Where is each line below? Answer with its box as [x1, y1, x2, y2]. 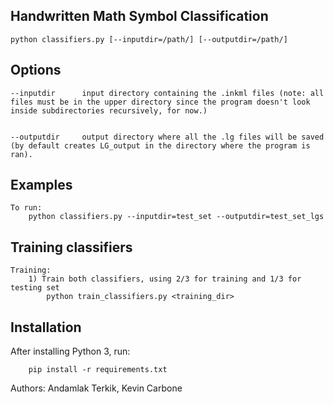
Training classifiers [10, 239, 133, 256]
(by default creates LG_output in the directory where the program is [10, 140, 311, 151]
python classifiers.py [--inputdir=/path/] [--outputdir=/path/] [10, 34, 288, 44]
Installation [10, 319, 82, 336]
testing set [10, 283, 60, 293]
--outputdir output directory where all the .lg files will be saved [10, 132, 325, 142]
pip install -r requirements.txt [28, 365, 168, 375]
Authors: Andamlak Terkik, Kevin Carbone [10, 382, 183, 394]
